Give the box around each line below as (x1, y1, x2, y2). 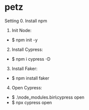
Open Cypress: (11, 84, 43, 90)
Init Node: (11, 27, 32, 33)
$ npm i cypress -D (11, 56, 51, 62)
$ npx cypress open (11, 99, 52, 105)
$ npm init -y (11, 37, 38, 43)
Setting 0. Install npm (4, 18, 47, 24)
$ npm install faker (11, 75, 49, 81)
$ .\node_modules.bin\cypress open (11, 94, 85, 100)
